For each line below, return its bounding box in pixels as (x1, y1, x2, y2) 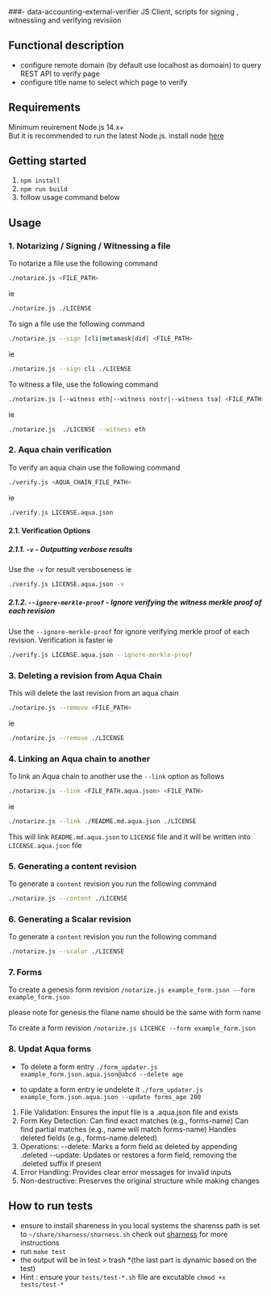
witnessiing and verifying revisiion (8, 15, 122, 25)
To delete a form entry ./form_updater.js (19, 1061, 158, 1072)
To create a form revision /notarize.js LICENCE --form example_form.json (8, 1023, 256, 1033)
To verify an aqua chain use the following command (8, 462, 181, 472)
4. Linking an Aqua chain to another (8, 753, 151, 764)
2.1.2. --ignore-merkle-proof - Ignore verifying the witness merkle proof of (8, 597, 262, 608)
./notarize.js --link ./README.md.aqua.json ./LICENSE (8, 817, 197, 826)
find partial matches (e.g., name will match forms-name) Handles (19, 1124, 236, 1134)
